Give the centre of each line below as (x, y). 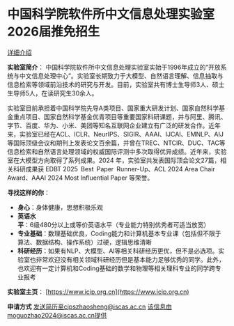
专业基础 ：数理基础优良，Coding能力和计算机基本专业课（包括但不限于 (119, 233)
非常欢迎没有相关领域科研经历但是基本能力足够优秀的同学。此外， (130, 259)
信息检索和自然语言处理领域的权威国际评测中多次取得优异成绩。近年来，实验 (117, 151)
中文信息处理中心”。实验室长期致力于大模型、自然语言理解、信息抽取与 (122, 76)
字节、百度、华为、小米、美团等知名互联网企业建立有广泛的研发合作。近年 (114, 125)
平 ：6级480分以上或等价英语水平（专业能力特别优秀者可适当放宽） (114, 224)
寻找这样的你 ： (29, 192)
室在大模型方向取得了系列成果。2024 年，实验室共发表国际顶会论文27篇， (114, 160)
